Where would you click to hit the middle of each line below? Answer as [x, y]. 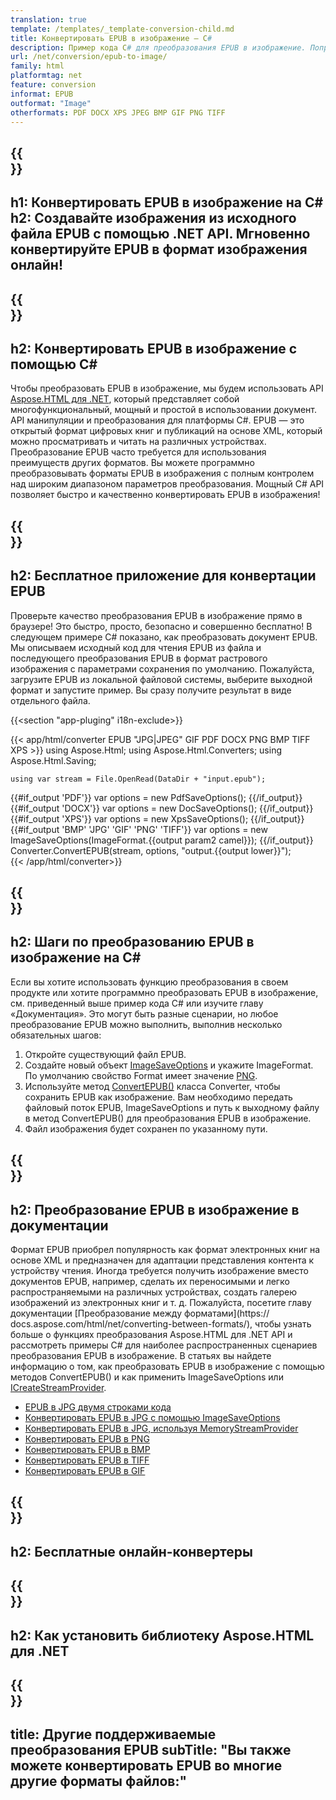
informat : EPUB [42, 94]
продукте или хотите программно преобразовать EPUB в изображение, [164, 992]
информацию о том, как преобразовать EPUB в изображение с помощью [167, 1366]
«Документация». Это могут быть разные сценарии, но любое [144, 1013]
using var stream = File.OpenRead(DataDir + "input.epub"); [138, 779]
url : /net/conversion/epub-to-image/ [89, 57]
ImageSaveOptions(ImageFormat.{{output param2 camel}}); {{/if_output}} [162, 840]
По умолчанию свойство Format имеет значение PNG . [141, 1075]
